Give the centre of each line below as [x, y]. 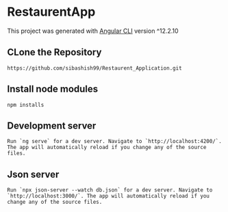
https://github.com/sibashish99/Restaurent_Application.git [95, 68]
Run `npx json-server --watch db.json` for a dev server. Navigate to [110, 190]
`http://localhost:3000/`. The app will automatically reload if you [109, 196]
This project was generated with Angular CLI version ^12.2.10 [93, 31]
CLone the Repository [54, 52]
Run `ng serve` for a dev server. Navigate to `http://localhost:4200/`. [115, 142]
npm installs [26, 105]
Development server [52, 125]
